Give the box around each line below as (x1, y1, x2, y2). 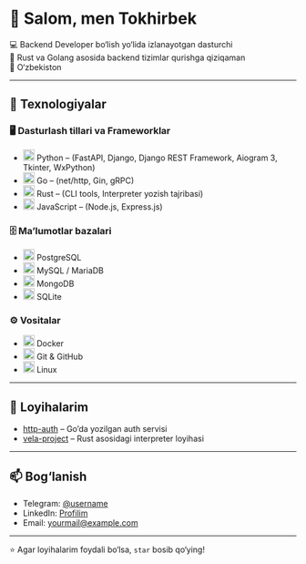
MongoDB (36, 278, 75, 289)
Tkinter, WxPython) (22, 161, 96, 172)
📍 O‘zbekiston (9, 61, 62, 72)
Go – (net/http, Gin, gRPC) (36, 175, 135, 186)
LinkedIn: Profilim (22, 508, 88, 518)
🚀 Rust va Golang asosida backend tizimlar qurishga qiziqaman (9, 52, 246, 63)
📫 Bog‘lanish (9, 469, 87, 485)
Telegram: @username (22, 497, 108, 508)
